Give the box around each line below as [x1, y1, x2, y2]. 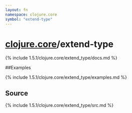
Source [5, 89, 29, 97]
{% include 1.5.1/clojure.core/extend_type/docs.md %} [5, 55, 117, 61]
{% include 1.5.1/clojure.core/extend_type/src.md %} [5, 102, 114, 108]
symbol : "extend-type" [5, 17, 53, 22]
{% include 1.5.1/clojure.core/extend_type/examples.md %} [5, 74, 127, 80]
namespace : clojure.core [5, 12, 57, 17]
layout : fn [5, 7, 28, 13]
